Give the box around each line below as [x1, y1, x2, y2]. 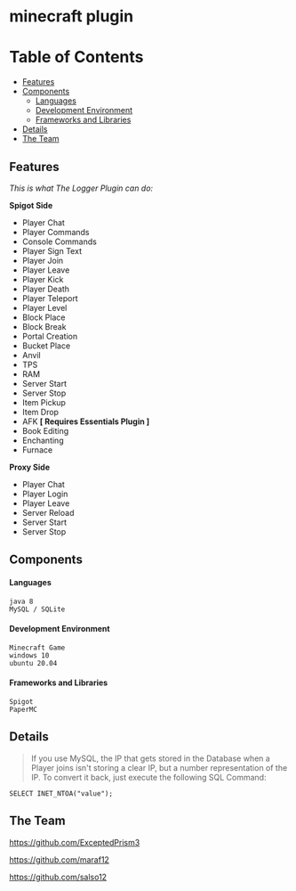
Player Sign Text [21, 245, 83, 256]
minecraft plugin [9, 6, 134, 27]
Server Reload [21, 507, 75, 518]
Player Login [21, 488, 68, 499]
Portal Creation [21, 331, 78, 341]
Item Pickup [21, 396, 67, 407]
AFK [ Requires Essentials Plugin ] [21, 416, 149, 427]
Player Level [21, 302, 68, 313]
